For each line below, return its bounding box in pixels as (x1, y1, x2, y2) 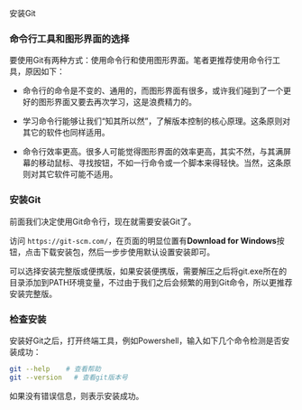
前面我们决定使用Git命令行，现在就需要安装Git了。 (9, 216, 197, 227)
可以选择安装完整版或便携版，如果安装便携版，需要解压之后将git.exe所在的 (9, 266, 287, 276)
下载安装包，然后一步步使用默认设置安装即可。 (40, 247, 215, 257)
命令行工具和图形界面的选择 (9, 33, 130, 45)
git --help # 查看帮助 (9, 364, 102, 373)
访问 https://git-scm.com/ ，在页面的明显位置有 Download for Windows (9, 235, 277, 246)
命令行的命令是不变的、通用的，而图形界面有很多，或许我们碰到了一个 (22, 85, 284, 97)
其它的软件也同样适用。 (22, 127, 110, 138)
